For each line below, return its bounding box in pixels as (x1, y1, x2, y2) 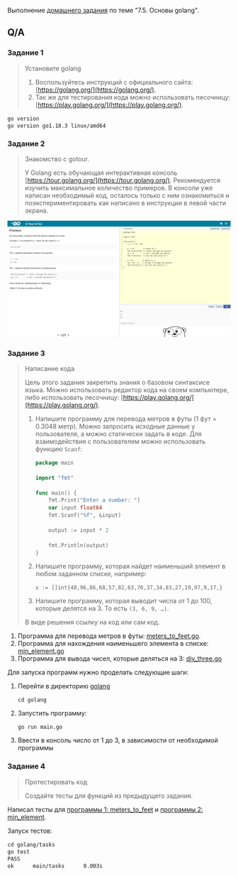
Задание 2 (7, 139, 45, 148)
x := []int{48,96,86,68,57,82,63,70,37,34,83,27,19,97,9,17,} (35, 584, 223, 592)
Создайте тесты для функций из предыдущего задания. (24, 791, 193, 800)
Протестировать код (24, 777, 88, 786)
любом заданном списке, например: (35, 570, 147, 578)
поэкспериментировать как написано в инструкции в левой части (24, 198, 227, 207)
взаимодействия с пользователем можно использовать (35, 437, 206, 446)
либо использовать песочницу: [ (24, 394, 124, 402)
